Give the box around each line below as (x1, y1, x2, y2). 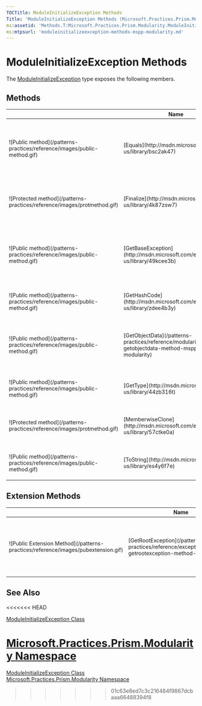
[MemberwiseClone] (123, 415, 174, 423)
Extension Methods (6, 491, 81, 501)
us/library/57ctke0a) (123, 428, 175, 436)
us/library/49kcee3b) (123, 258, 176, 265)
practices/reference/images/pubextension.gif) (8, 547, 123, 554)
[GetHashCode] (123, 291, 163, 299)
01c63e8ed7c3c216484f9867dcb (111, 687, 194, 695)
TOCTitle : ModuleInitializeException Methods (6, 10, 122, 16)
